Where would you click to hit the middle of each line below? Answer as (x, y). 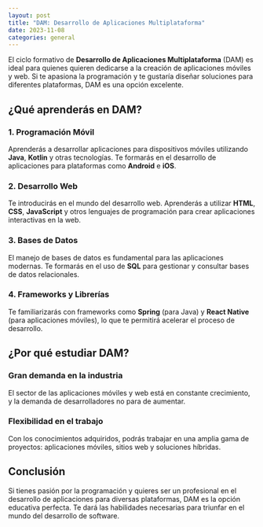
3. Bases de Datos (43, 241)
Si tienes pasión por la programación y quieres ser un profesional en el (122, 490)
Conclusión (37, 472)
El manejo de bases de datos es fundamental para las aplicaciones (116, 257)
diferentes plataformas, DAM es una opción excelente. (96, 85)
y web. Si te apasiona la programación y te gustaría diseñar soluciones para (131, 76)
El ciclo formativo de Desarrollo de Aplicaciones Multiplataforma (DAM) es (131, 60)
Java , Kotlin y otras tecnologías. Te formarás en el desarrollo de (112, 157)
